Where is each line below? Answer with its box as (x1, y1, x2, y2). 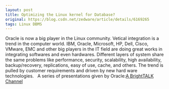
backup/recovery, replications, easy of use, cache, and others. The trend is (5, 62, 164, 68)
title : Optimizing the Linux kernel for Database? (5, 12, 115, 17)
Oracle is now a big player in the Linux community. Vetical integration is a (5, 35, 159, 41)
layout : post (5, 7, 33, 13)
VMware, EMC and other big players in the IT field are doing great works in (5, 46, 162, 52)
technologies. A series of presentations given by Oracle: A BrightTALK (5, 73, 154, 79)
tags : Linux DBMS (5, 21, 42, 27)
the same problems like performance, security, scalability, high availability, (5, 57, 162, 63)
